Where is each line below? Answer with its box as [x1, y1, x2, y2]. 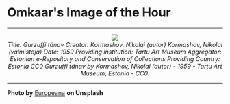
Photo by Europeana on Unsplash [7, 88, 103, 97]
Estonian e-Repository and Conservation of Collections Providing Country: [10, 54, 220, 63]
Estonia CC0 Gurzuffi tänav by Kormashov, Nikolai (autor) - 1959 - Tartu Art [8, 62, 222, 70]
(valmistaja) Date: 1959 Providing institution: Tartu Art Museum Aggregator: [8, 48, 222, 56]
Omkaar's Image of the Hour [7, 5, 171, 20]
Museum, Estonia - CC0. [80, 69, 150, 77]
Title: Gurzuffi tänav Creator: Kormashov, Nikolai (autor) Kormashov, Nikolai [8, 40, 222, 48]
